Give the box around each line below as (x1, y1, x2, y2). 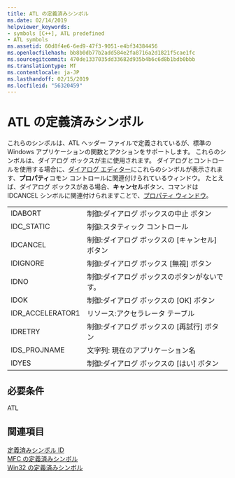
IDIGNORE (10, 259, 45, 268)
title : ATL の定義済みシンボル (7, 10, 89, 18)
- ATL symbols (7, 36, 49, 43)
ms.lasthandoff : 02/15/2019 (7, 75, 90, 83)
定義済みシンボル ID (7, 446, 64, 454)
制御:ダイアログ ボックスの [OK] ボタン (87, 296, 215, 306)
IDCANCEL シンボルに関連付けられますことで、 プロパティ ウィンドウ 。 (7, 191, 213, 200)
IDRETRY (10, 327, 41, 336)
